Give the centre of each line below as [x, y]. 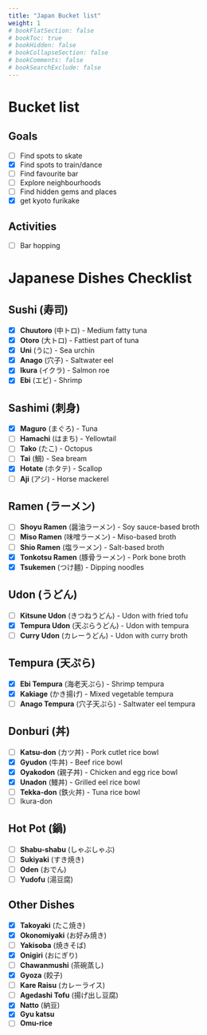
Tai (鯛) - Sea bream [53, 459]
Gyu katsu [37, 1014]
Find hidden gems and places [68, 192]
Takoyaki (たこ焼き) [53, 925]
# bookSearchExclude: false [55, 68]
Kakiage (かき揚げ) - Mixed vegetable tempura [96, 693]
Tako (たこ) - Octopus [56, 448]
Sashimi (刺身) [45, 408]
